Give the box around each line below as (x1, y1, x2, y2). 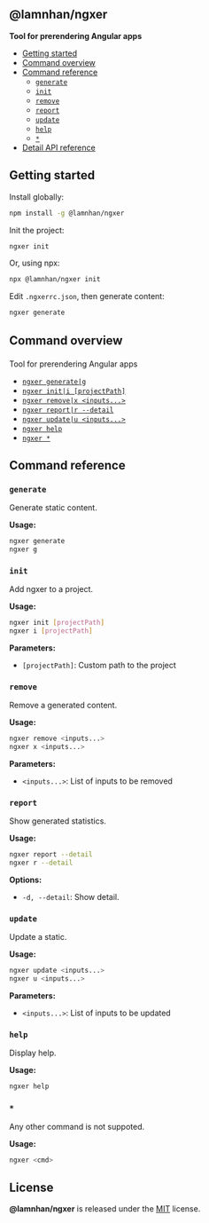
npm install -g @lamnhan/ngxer (9, 209, 125, 217)
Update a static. (9, 932, 67, 943)
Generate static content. (9, 502, 97, 513)
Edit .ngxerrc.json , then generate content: (9, 291, 166, 302)
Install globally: (9, 191, 65, 202)
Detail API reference (21, 142, 96, 153)
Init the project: (9, 225, 65, 235)
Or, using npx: (9, 257, 60, 269)
